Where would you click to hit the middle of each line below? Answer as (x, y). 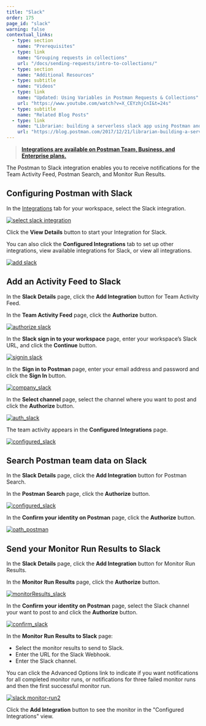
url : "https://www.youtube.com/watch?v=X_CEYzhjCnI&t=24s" (94, 103)
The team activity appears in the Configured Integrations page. (87, 430)
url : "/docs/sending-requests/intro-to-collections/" (87, 63)
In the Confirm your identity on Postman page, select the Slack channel (98, 606)
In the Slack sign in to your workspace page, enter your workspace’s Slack (102, 339)
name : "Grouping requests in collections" (72, 58)
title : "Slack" (26, 12)
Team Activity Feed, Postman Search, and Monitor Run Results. (86, 174)
